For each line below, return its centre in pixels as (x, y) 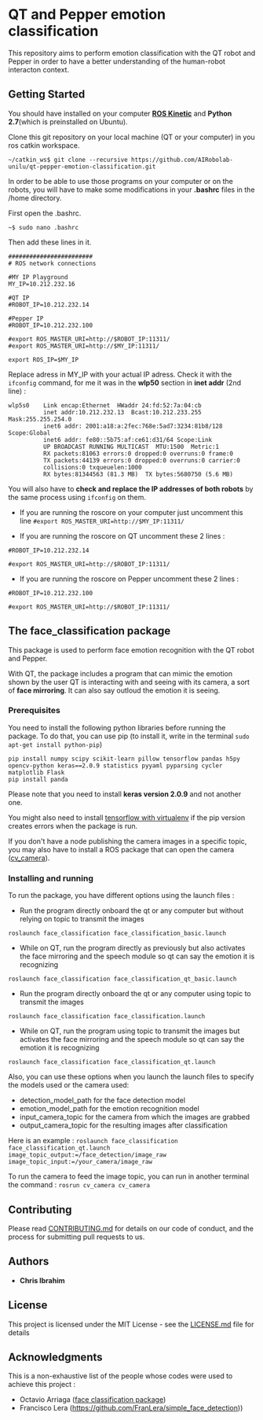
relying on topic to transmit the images (82, 919)
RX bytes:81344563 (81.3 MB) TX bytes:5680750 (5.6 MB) (138, 474)
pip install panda (38, 779)
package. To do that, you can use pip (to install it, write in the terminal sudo (129, 736)
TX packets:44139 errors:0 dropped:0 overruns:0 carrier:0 (142, 460)
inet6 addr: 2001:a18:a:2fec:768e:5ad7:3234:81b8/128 (133, 426)
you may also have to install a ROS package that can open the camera (121, 849)
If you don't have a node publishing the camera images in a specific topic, (128, 841)
